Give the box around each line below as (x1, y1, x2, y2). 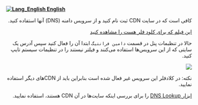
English (47, 6, 66, 12)
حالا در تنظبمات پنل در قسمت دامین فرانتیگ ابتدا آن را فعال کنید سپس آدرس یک (12, 40, 192, 46)
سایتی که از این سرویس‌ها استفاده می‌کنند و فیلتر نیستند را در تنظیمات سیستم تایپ (11, 46, 192, 53)
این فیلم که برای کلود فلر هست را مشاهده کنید (90, 28, 192, 35)
